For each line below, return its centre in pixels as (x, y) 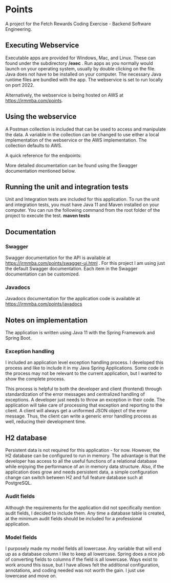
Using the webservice (41, 117)
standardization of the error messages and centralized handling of (75, 394)
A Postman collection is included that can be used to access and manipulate (86, 129)
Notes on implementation (47, 320)
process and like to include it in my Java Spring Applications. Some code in (84, 368)
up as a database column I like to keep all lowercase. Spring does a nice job (85, 554)
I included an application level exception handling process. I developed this (84, 362)
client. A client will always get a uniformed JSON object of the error (76, 411)
